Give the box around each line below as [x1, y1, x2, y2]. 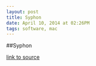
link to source [6, 53, 40, 61]
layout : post [6, 8, 39, 15]
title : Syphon [6, 14, 42, 20]
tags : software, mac [6, 25, 58, 32]
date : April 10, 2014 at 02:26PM [6, 20, 90, 26]
